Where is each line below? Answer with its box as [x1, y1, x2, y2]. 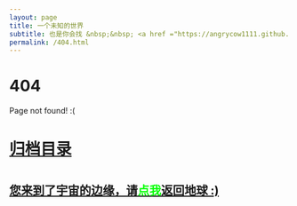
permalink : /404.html [9, 37, 90, 47]
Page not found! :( [9, 106, 76, 116]
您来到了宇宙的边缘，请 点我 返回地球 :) [9, 183, 220, 198]
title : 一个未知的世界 [9, 21, 84, 30]
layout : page [9, 12, 58, 22]
